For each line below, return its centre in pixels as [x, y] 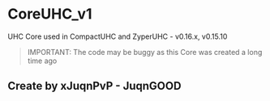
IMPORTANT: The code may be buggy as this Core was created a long [145, 52]
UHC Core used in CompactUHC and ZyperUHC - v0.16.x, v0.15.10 [118, 36]
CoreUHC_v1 [50, 14]
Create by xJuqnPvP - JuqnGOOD [94, 86]
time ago [42, 61]
